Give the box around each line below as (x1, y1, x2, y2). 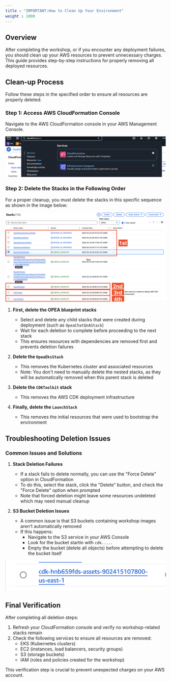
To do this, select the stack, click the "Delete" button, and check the (20, 482, 163, 488)
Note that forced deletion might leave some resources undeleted (20, 492, 156, 498)
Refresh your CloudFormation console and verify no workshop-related (12, 624, 160, 630)
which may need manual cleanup (20, 498, 90, 504)
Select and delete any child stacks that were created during (20, 317, 146, 323)
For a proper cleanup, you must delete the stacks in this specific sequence (5, 196, 162, 203)
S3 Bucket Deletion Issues (12, 508, 70, 514)
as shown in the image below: (5, 202, 68, 208)
